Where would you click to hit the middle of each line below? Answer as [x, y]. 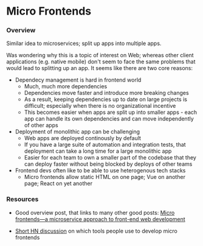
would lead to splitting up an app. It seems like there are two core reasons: [100, 68]
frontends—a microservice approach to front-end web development [100, 219]
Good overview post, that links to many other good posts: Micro [95, 213]
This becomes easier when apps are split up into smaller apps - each [111, 112]
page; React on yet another [58, 183]
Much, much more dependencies [66, 86]
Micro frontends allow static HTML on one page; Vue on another [105, 177]
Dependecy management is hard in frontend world [78, 80]
